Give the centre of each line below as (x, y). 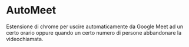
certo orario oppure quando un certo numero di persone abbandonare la (94, 32)
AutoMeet (31, 10)
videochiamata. (25, 39)
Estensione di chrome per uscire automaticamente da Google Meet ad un (95, 26)
